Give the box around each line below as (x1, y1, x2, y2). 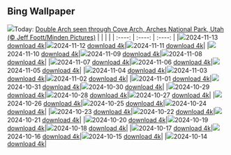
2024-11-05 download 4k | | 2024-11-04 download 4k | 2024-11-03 (7, 66, 208, 74)
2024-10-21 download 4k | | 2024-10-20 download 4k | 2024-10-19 (7, 115, 209, 124)
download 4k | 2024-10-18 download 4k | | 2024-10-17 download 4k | (7, 124, 214, 132)
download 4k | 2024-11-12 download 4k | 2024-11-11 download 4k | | (7, 41, 209, 49)
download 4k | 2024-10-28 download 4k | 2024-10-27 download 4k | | (7, 90, 215, 99)
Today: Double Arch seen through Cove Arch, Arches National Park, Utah (14, 24, 225, 33)
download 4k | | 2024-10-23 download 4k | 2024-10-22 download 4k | (7, 107, 216, 115)
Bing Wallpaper (7, 6, 75, 17)
